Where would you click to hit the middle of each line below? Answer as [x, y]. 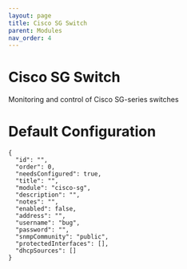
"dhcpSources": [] [46, 251]
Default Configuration [82, 132]
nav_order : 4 [30, 38]
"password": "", [42, 230]
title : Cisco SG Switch [48, 23]
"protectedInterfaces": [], [62, 244]
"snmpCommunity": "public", [62, 237]
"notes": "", [37, 202]
